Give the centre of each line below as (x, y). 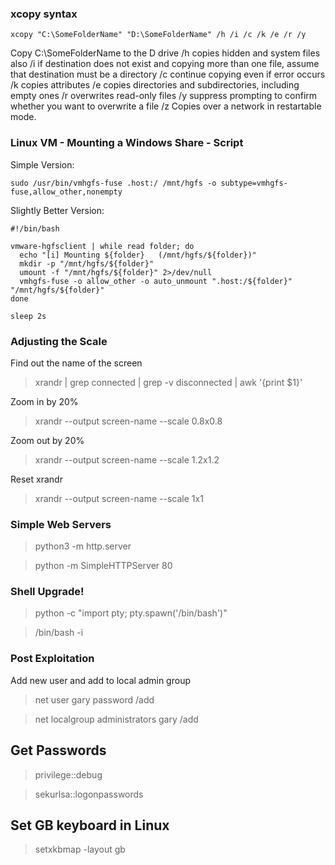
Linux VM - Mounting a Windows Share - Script (127, 143)
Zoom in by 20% (44, 401)
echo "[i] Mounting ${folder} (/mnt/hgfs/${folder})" (138, 255)
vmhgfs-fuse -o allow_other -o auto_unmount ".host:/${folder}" (156, 281)
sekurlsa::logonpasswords (89, 794)
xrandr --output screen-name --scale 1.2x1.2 (127, 459)
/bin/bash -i (59, 633)
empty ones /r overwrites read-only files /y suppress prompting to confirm (164, 96)
